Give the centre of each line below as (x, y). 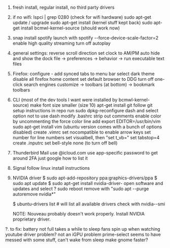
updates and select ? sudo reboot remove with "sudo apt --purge (81, 189)
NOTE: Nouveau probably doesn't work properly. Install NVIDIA (78, 214)
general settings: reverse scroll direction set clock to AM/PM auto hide (86, 53)
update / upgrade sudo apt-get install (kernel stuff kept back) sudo (82, 23)
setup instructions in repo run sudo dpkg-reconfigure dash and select (86, 111)
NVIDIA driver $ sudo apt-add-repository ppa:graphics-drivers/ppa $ (85, 178)
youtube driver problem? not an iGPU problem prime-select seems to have (83, 234)
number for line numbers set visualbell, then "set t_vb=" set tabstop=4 (86, 137)
